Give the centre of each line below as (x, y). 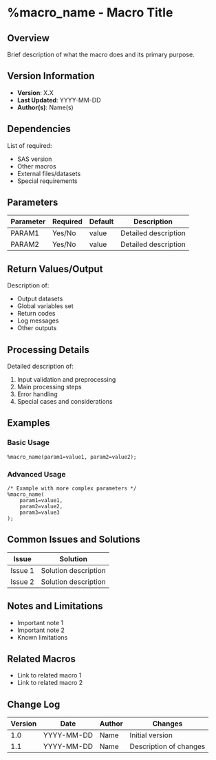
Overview (29, 38)
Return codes (36, 314)
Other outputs (37, 328)
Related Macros (41, 659)
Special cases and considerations (65, 402)
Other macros (36, 166)
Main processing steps (49, 387)
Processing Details (48, 350)
